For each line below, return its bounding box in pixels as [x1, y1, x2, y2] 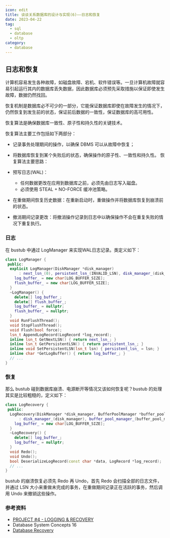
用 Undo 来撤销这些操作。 [5, 490, 59, 496]
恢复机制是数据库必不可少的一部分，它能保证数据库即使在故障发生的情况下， [5, 103, 165, 109]
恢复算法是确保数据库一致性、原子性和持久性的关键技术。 [5, 120, 125, 126]
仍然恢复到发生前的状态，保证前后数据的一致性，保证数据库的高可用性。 [5, 109, 156, 115]
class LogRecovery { [5, 402, 49, 407]
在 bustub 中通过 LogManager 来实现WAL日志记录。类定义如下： [5, 246, 141, 253]
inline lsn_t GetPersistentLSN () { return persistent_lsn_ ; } [10, 342, 144, 347]
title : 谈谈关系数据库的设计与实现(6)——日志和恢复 [5, 12, 100, 17]
